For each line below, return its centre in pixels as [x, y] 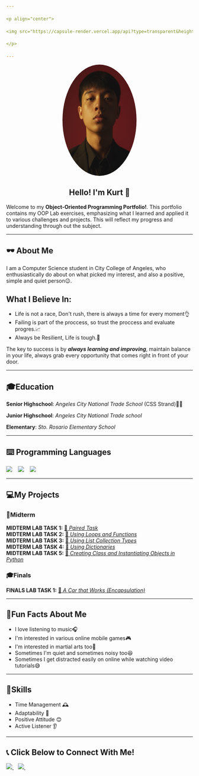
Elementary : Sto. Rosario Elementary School [61, 427]
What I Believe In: [39, 299]
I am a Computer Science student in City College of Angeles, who [86, 268]
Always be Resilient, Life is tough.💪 [57, 338]
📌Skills [19, 690]
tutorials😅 [27, 666]
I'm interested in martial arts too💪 [55, 647]
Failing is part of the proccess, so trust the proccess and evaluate [95, 322]
